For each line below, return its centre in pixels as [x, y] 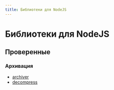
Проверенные [28, 52]
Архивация [19, 66]
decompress [25, 82]
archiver [21, 77]
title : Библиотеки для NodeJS [36, 10]
